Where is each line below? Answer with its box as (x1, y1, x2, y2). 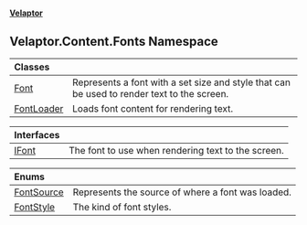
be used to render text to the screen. (72, 88, 229, 101)
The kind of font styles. (72, 201, 172, 214)
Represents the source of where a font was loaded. (72, 186, 292, 198)
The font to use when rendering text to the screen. (68, 145, 285, 157)
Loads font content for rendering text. (72, 102, 234, 115)
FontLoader (14, 102, 64, 115)
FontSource (14, 186, 64, 198)
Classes (14, 60, 50, 73)
